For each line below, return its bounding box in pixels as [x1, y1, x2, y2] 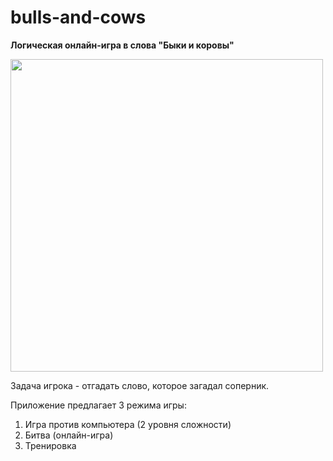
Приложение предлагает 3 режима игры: [10, 399, 187, 411]
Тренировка [24, 439, 77, 451]
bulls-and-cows [10, 6, 147, 29]
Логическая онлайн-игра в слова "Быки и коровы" [10, 39, 235, 51]
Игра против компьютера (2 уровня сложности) [24, 418, 232, 430]
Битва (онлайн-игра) [24, 429, 114, 441]
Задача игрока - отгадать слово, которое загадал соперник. [10, 379, 270, 391]
